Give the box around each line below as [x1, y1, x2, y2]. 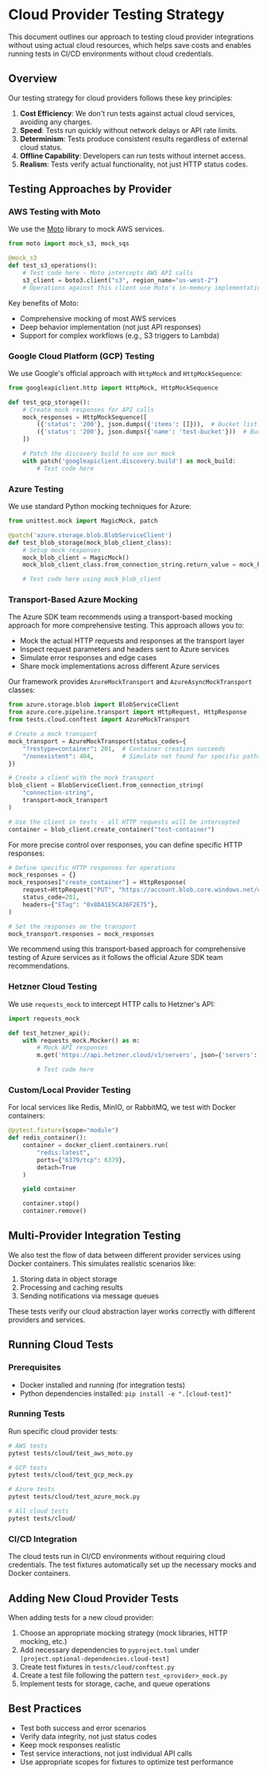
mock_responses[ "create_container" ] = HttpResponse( [8, 879, 187, 887]
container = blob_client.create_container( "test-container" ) [8, 825, 215, 833]
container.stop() [22, 1200, 80, 1208]
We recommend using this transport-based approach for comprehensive [8, 944, 246, 954]
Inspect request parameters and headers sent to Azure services [19, 644, 230, 654]
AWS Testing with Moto [8, 206, 101, 217]
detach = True [37, 1163, 77, 1172]
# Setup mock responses [22, 546, 102, 554]
